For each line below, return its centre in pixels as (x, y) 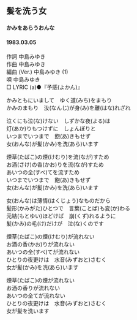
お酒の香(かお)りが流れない (41, 245)
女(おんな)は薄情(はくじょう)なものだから (59, 200)
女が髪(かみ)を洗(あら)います (43, 267)
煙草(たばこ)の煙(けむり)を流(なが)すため (58, 157)
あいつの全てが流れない (36, 295)
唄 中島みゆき (23, 80)
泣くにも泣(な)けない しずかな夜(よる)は (58, 121)
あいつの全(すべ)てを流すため (43, 172)
